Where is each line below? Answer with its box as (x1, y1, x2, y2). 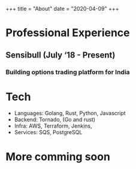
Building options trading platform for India (5, 68, 130, 76)
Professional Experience (5, 26, 130, 40)
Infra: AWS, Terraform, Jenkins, (14, 122, 92, 129)
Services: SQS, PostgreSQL (14, 129, 83, 136)
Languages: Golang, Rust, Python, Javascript (14, 110, 126, 117)
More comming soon (5, 150, 110, 164)
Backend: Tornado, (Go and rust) (14, 116, 96, 123)
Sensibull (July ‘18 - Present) (5, 50, 116, 60)
